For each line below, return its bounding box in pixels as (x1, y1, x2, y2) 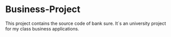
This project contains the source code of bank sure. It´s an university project (5, 20, 166, 26)
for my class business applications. (5, 25, 79, 31)
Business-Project (5, 4, 81, 15)
